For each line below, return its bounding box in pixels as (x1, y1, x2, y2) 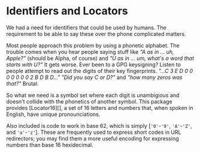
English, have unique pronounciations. (6, 111, 101, 118)
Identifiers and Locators (6, 4, 129, 18)
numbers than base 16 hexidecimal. (6, 141, 94, 148)
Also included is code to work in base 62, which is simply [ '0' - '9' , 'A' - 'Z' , (6, 122, 193, 129)
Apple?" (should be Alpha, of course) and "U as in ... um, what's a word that (6, 54, 195, 62)
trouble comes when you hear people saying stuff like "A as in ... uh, (6, 48, 175, 55)
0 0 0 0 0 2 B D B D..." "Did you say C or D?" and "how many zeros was (6, 74, 183, 81)
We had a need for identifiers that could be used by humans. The (6, 24, 166, 31)
